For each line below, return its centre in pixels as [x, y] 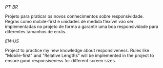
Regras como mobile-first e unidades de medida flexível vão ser [69, 21]
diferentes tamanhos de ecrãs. [36, 32]
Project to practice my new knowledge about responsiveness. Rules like [77, 50]
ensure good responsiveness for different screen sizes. [61, 61]
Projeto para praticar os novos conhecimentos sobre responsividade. [74, 16]
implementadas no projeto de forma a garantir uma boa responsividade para [82, 27]
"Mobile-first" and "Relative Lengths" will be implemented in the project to [80, 55]
